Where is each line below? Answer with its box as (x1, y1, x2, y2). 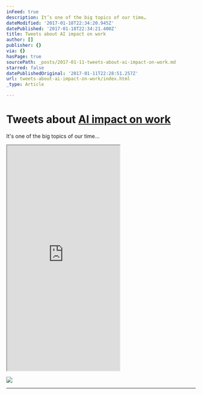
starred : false (6, 64, 44, 71)
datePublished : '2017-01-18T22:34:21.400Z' (6, 25, 117, 32)
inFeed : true (6, 8, 39, 15)
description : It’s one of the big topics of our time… (6, 14, 147, 20)
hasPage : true (6, 54, 42, 60)
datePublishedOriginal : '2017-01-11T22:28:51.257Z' (6, 70, 138, 76)
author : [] (6, 37, 34, 43)
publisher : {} (6, 43, 42, 49)
